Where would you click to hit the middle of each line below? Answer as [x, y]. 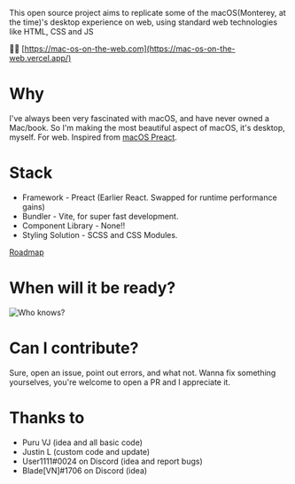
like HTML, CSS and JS [51, 31]
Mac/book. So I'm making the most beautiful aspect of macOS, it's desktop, [147, 127]
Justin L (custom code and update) [86, 451]
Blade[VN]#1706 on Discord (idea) [85, 470]
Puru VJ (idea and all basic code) [82, 442]
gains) [34, 206]
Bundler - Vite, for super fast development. [100, 216]
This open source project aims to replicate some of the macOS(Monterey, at [147, 13]
